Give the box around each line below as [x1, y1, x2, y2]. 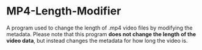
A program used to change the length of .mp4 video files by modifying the [6, 24, 193, 31]
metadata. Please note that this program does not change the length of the [6, 30, 197, 37]
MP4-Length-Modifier [6, 4, 121, 18]
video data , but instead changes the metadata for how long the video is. [6, 37, 188, 44]
